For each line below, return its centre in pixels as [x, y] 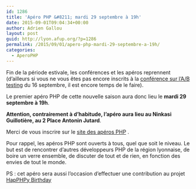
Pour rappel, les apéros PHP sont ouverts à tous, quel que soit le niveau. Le [98, 143]
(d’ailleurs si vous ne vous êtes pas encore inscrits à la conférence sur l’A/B [98, 79]
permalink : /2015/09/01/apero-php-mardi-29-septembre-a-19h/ [83, 45]
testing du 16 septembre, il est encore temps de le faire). [75, 85]
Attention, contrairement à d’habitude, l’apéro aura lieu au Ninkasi [89, 114]
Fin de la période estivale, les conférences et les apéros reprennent [88, 72]
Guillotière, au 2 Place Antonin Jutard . [54, 120]
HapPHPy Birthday [29, 180]
